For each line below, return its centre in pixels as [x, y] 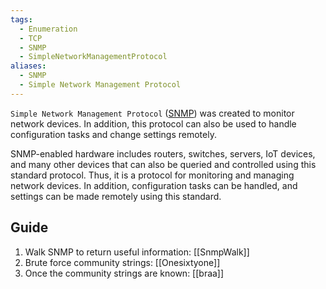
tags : [21, 19]
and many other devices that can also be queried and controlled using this [163, 164]
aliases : [28, 66]
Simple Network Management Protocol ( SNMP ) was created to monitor [152, 113]
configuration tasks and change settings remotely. [113, 134]
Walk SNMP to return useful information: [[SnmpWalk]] [137, 252]
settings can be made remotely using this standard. [116, 196]
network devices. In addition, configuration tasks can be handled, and [154, 185]
